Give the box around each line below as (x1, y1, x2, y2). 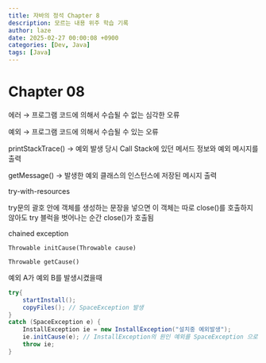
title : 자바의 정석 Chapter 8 (8, 11, 100, 20)
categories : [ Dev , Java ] (8, 41, 91, 49)
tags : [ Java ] (8, 48, 52, 56)
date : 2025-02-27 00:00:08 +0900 (8, 33, 119, 42)
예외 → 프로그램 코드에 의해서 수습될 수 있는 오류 (8, 126, 159, 136)
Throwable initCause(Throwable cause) (8, 244, 137, 252)
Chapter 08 (8, 83, 85, 101)
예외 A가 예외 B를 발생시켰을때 (8, 272, 103, 282)
